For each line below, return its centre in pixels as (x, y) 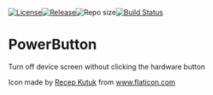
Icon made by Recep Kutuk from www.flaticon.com (92, 82)
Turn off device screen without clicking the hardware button (107, 66)
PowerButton (53, 45)
